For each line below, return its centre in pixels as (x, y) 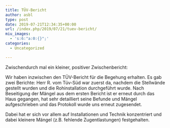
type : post (17, 19)
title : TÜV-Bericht (26, 10)
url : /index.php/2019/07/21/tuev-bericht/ (51, 29)
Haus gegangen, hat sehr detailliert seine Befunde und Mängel (71, 99)
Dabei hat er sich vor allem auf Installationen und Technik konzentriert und (83, 114)
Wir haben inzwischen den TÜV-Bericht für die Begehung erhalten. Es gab (83, 77)
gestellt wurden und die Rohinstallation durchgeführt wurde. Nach (75, 88)
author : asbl (19, 15)
